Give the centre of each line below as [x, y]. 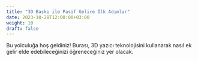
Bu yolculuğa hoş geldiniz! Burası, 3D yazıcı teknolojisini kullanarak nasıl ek [99, 45]
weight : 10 [20, 23]
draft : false [22, 28]
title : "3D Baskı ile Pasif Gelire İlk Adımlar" [68, 12]
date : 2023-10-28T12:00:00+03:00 [48, 17]
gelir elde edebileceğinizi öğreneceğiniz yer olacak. [70, 52]
